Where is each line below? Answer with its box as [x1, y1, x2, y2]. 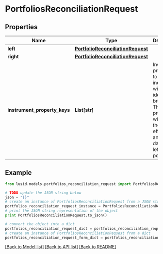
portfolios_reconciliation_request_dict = [5, 226, 92, 231]
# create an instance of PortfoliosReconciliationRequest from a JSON [5, 199, 151, 204]
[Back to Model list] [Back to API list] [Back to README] [5, 244, 116, 250]
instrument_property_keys [7, 107, 70, 113]
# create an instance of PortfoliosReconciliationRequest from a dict [5, 231, 151, 236]
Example [5, 169, 32, 177]
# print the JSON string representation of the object [5, 208, 118, 213]
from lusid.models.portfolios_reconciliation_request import [5, 181, 131, 186]
